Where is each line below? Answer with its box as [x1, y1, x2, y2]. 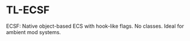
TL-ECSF [6, 3, 50, 17]
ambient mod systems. [6, 28, 62, 35]
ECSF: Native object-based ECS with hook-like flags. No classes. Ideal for [6, 23, 184, 29]
